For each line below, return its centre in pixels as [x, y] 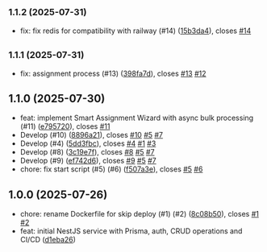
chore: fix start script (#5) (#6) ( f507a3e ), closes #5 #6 [111, 169]
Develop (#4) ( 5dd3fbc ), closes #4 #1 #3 [88, 143]
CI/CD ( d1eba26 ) [48, 240]
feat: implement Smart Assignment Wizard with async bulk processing [137, 118]
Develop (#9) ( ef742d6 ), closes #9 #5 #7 [88, 161]
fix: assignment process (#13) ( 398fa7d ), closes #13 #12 [113, 73]
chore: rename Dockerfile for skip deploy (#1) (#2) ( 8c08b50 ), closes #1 [140, 214]
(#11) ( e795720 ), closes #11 [65, 126]
